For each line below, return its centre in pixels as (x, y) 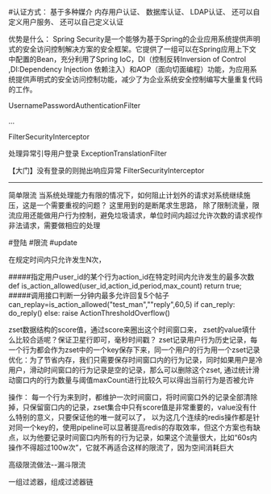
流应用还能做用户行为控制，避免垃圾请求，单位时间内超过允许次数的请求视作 (135, 215)
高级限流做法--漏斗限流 (47, 465)
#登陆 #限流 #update (43, 243)
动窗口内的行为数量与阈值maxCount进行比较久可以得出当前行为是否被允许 (131, 380)
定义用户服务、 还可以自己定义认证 (66, 22)
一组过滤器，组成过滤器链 (51, 482)
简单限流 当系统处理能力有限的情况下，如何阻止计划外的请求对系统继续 (126, 195)
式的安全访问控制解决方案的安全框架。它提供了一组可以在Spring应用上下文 (132, 49)
